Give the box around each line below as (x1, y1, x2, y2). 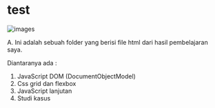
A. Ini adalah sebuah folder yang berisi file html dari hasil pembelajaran (7, 38, 209, 46)
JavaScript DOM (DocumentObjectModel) (17, 72, 136, 80)
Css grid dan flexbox (17, 79, 76, 87)
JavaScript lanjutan (17, 87, 72, 95)
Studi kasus (17, 94, 51, 102)
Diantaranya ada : (7, 58, 57, 67)
